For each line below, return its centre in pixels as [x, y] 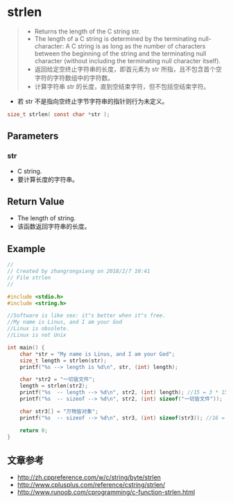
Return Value [36, 201]
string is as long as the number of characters [141, 46]
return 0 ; [34, 430]
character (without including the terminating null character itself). [127, 60]
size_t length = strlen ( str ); [63, 361]
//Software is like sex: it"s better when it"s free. [87, 316]
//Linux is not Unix [37, 335]
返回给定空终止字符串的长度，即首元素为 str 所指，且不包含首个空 [128, 69]
